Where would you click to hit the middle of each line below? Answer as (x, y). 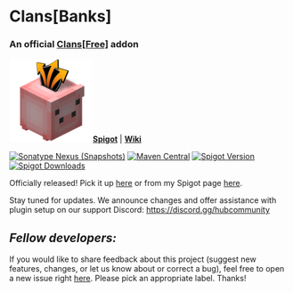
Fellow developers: (63, 238)
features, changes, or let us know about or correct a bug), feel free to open (147, 269)
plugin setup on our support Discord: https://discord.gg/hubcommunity (139, 210)
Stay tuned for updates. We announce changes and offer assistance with (143, 200)
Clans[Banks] (61, 16)
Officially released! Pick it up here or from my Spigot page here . (126, 183)
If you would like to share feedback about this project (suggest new (133, 259)
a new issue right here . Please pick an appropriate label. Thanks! (128, 279)
